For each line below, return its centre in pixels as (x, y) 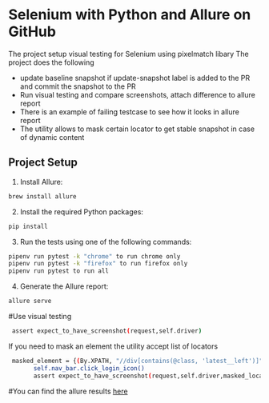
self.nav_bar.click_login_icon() (89, 368)
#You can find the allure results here (68, 391)
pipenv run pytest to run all (59, 271)
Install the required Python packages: (82, 211)
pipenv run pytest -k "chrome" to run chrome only (94, 256)
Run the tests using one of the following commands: (106, 241)
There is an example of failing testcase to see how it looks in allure (130, 112)
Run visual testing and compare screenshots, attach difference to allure (138, 94)
